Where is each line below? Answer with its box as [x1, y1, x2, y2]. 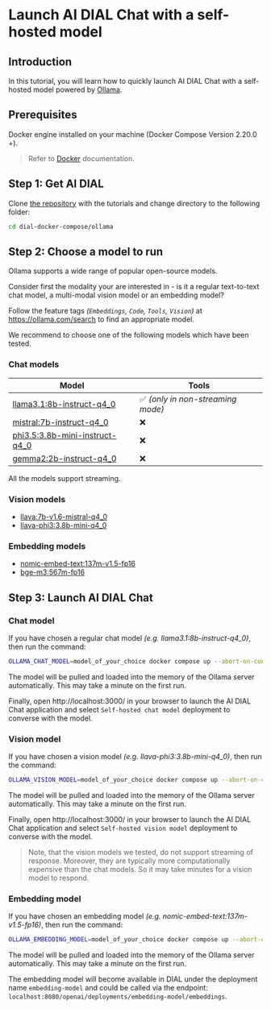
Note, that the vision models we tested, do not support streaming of [27, 847, 254, 857]
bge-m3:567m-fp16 [19, 567, 85, 577]
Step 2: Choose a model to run [8, 244, 164, 259]
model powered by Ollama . [33, 85, 123, 94]
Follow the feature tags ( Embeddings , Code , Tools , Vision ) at [8, 306, 203, 316]
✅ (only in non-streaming [140, 393, 237, 405]
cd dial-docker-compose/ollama [8, 222, 114, 230]
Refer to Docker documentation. [27, 153, 135, 163]
